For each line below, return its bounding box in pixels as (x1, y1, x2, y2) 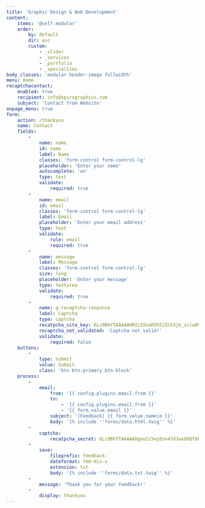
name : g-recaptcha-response (38, 305, 111, 311)
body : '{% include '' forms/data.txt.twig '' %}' (49, 469, 173, 476)
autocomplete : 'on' (38, 168, 88, 174)
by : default (28, 32, 59, 38)
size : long (38, 271, 67, 277)
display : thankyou (38, 493, 86, 499)
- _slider (38, 49, 64, 55)
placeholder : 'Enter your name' (38, 163, 121, 169)
